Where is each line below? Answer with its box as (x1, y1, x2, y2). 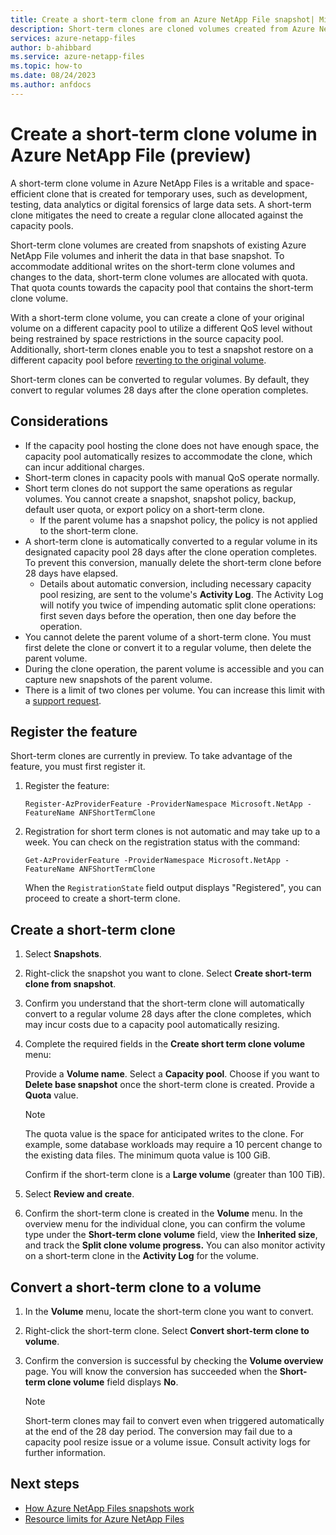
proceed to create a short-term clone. (24, 892, 181, 905)
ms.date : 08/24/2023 (10, 71, 97, 81)
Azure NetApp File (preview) (10, 144, 252, 166)
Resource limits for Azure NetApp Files (24, 1512, 185, 1525)
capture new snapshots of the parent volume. (24, 673, 213, 685)
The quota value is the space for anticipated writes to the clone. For (24, 1128, 305, 1140)
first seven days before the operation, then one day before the (39, 609, 297, 621)
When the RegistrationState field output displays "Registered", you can (24, 882, 322, 894)
